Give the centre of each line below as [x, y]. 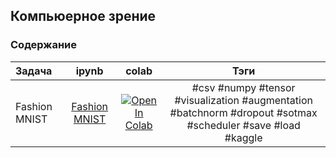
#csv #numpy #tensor [243, 87]
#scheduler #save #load [243, 125]
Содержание [44, 45]
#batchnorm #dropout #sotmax [243, 112]
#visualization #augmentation [243, 100]
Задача [34, 71]
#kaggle [243, 137]
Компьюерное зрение [83, 16]
